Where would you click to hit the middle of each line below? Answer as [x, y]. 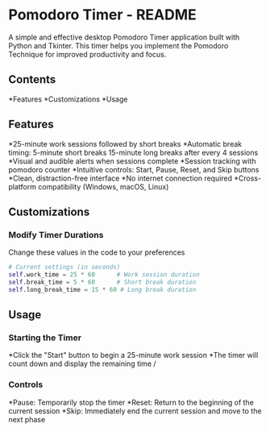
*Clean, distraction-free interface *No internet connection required [120, 178]
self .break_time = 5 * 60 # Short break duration [102, 282]
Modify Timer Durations [56, 235]
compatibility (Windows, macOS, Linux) [103, 186]
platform [22, 186]
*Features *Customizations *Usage [68, 99]
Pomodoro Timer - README [103, 15]
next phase [27, 419]
